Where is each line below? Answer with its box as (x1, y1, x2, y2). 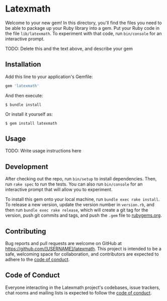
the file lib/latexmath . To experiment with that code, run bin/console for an (5, 30, 162, 36)
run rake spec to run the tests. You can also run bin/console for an (5, 181, 143, 187)
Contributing (5, 227, 46, 235)
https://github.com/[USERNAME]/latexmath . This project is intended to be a (5, 246, 162, 252)
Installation (5, 60, 41, 69)
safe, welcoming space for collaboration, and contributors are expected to (5, 251, 159, 257)
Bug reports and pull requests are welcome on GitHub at (5, 240, 122, 247)
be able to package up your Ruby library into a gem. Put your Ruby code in (5, 25, 160, 31)
